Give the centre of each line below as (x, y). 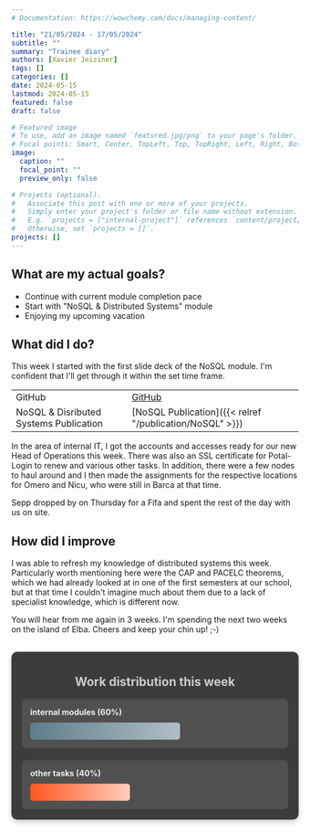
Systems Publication (60, 424)
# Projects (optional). (57, 195)
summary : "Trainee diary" (60, 51)
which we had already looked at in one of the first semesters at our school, (152, 583)
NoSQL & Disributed (59, 412)
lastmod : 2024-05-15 (51, 94)
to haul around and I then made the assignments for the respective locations (155, 475)
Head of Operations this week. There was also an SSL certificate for (139, 456)
